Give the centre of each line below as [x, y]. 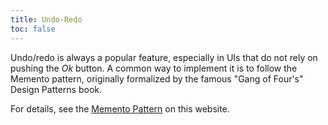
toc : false [33, 29]
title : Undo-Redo [46, 19]
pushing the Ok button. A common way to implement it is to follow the [154, 68]
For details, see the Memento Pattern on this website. [120, 108]
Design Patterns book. [56, 89]
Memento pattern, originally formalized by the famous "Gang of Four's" [157, 78]
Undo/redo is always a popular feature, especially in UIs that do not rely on [164, 57]
